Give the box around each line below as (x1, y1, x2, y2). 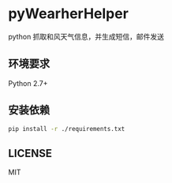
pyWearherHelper (8, 5, 129, 23)
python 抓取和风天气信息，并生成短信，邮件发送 (8, 32, 164, 41)
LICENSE (8, 147, 53, 160)
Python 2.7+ (8, 78, 49, 88)
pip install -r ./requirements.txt (8, 125, 125, 133)
